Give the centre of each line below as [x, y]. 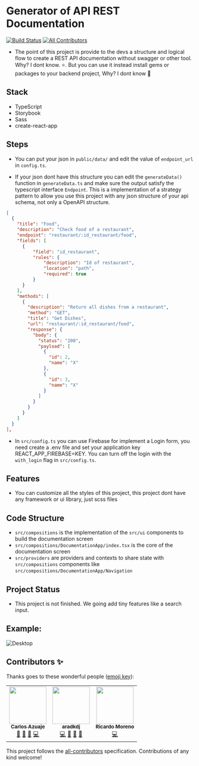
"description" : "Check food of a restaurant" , [76, 230]
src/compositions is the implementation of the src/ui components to [99, 533]
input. [22, 610]
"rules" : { [46, 257]
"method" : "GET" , [49, 313]
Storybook [28, 113]
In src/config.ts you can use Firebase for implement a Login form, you [102, 441]
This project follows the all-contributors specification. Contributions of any [98, 751]
